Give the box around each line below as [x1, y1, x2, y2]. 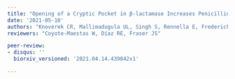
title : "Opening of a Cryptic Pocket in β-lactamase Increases [7, 10, 196, 17]
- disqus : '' [7, 49, 45, 56]
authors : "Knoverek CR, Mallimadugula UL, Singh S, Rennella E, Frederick [7, 23, 230, 30]
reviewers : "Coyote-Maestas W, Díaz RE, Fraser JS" [7, 29, 161, 37]
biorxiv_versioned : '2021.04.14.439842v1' [13, 55, 139, 63]
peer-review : [7, 43, 45, 50]
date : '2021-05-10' [7, 17, 64, 24]
